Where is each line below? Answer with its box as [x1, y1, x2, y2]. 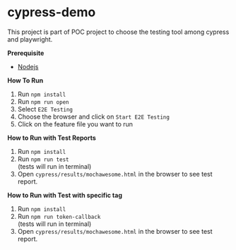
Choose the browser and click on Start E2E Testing [17, 112, 170, 121]
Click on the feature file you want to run [17, 119, 133, 128]
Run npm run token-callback [17, 212, 101, 220]
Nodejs [17, 62, 39, 71]
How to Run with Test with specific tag [7, 191, 122, 199]
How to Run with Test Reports [7, 133, 97, 142]
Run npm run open [17, 97, 69, 106]
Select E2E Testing [17, 105, 73, 113]
